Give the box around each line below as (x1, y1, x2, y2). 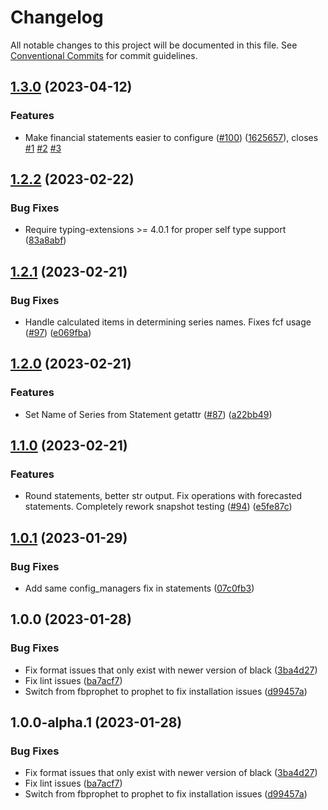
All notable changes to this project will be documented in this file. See (10, 39, 298, 51)
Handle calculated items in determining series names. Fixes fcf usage (24, 316, 312, 328)
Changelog (10, 6, 104, 29)
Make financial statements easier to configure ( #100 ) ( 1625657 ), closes (24, 131, 319, 143)
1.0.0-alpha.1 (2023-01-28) (10, 714, 183, 731)
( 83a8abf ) (24, 234, 67, 246)
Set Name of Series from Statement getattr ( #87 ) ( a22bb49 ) (24, 408, 273, 420)
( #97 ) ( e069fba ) (24, 327, 92, 338)
